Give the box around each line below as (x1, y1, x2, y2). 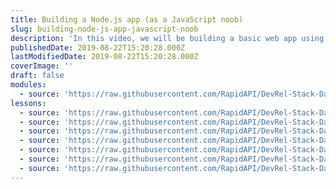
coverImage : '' (10, 61, 74, 71)
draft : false (10, 71, 65, 81)
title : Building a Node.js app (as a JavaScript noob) (10, 14, 244, 25)
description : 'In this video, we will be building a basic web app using (10, 33, 325, 43)
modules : (10, 80, 47, 90)
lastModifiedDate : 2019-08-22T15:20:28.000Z (10, 52, 199, 62)
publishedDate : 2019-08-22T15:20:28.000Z (10, 42, 186, 53)
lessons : (10, 98, 47, 108)
